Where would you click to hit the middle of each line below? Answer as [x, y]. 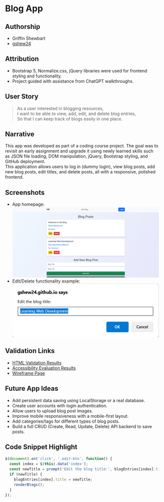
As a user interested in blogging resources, [60, 108]
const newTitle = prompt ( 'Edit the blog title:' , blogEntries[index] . [83, 469]
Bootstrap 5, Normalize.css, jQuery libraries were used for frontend [80, 71]
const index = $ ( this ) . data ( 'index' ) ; [49, 464]
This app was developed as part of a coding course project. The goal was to [82, 146]
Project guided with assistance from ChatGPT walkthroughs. [73, 81]
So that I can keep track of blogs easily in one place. [70, 119]
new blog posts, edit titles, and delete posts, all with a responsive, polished [80, 172]
